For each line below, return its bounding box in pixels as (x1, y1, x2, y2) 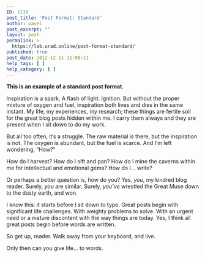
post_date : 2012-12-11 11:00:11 (6, 55, 89, 61)
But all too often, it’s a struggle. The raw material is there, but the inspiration (6, 133, 198, 140)
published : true (6, 49, 48, 55)
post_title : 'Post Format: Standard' (6, 15, 103, 21)
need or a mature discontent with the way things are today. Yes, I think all (6, 214, 191, 222)
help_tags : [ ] (6, 60, 45, 66)
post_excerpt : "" (6, 26, 51, 33)
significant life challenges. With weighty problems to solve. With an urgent (6, 208, 194, 215)
